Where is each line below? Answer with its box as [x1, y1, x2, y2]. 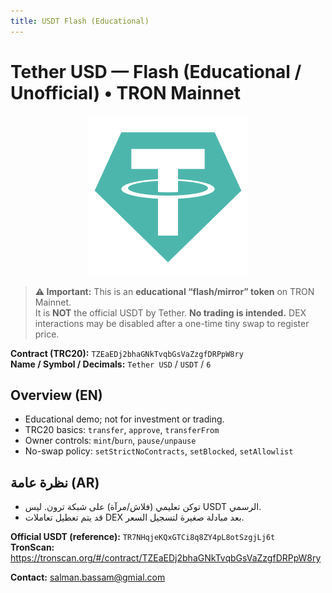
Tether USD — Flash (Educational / [10, 60, 302, 83]
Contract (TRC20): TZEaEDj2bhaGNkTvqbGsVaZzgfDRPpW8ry [10, 347, 244, 359]
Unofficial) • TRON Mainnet [10, 81, 241, 104]
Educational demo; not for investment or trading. [24, 413, 225, 425]
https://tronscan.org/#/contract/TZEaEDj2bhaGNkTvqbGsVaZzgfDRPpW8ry [10, 552, 322, 564]
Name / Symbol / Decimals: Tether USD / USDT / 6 [10, 358, 212, 370]
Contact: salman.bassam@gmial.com [10, 571, 166, 584]
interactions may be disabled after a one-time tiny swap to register [34, 317, 310, 329]
